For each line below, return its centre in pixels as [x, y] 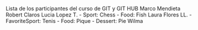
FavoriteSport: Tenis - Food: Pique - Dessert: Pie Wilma [74, 21]
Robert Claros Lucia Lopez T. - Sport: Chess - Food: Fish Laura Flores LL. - [99, 15]
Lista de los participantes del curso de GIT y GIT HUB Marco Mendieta [93, 9]
